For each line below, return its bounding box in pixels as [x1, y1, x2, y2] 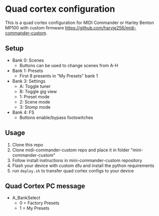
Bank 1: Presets [12, 68, 43, 73]
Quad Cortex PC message [5, 182, 86, 190]
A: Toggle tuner [19, 83, 51, 89]
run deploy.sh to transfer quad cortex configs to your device [12, 168, 134, 173]
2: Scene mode [19, 99, 50, 105]
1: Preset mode [19, 94, 50, 99]
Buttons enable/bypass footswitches [19, 114, 93, 120]
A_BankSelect [12, 195, 41, 201]
